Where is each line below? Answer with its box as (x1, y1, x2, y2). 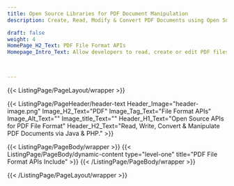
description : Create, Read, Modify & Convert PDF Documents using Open (7, 17, 219, 24)
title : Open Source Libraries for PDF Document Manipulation (7, 10, 189, 17)
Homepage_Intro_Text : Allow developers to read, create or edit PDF (7, 49, 210, 56)
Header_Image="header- (127, 100, 199, 108)
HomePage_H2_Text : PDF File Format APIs (7, 42, 127, 49)
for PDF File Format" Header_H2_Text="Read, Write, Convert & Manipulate (7, 122, 221, 130)
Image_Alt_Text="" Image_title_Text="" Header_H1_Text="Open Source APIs (7, 114, 224, 123)
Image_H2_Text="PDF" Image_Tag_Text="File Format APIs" (42, 107, 212, 115)
